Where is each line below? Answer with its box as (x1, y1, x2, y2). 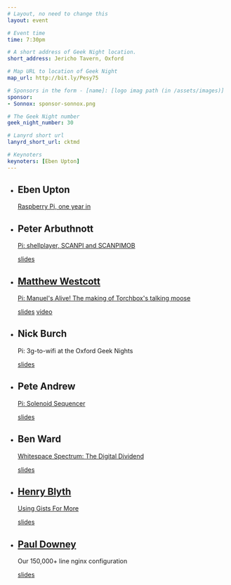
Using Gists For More (17, 504, 79, 513)
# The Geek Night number (7, 113, 80, 120)
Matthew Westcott (17, 275, 100, 287)
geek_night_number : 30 (7, 119, 74, 126)
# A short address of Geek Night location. (7, 48, 137, 56)
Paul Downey (17, 538, 77, 550)
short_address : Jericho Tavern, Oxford (7, 55, 124, 63)
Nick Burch (17, 328, 67, 340)
